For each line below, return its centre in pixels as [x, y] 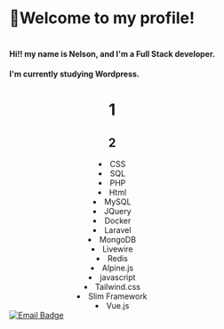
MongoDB [117, 240]
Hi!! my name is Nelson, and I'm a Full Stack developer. [112, 53]
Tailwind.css [117, 287]
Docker [118, 221]
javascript [118, 277]
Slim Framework [118, 296]
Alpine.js [118, 268]
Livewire [117, 249]
